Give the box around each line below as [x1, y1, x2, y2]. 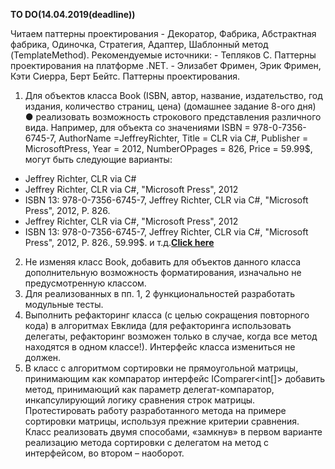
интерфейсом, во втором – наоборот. [24, 447, 185, 459]
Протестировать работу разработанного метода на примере [24, 405, 287, 416]
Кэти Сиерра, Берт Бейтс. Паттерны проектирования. [10, 70, 241, 82]
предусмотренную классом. [24, 277, 147, 289]
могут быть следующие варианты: [24, 154, 173, 165]
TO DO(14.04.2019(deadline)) [10, 9, 136, 20]
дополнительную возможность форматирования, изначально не [24, 267, 302, 278]
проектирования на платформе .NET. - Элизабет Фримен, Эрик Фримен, [10, 60, 322, 71]
